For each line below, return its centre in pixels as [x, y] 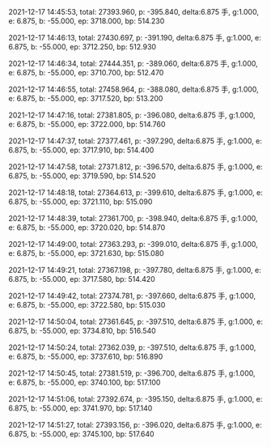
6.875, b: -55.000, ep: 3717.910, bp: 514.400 [81, 150]
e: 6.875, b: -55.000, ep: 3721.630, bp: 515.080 [86, 253]
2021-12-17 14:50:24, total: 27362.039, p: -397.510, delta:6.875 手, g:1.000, [132, 347]
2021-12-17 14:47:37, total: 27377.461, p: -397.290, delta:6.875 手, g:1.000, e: [135, 141]
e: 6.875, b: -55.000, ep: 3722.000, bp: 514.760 [87, 124]
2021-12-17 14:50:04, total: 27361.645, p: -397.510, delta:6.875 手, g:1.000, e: [135, 321]
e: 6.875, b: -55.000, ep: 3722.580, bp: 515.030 [87, 305]
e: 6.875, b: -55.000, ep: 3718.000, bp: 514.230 [87, 21]
